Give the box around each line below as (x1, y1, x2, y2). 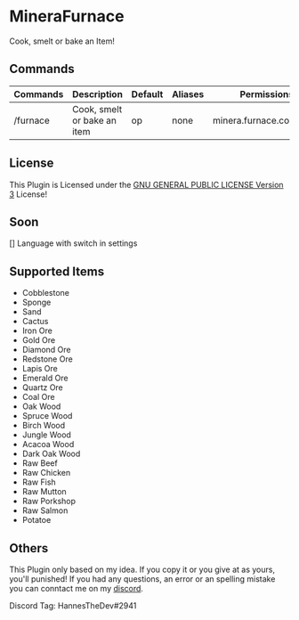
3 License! (9, 189, 47, 200)
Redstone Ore (21, 354, 73, 364)
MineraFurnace (9, 6, 125, 27)
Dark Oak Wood (21, 448, 81, 460)
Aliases (172, 87, 205, 100)
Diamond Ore (21, 345, 71, 355)
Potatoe (21, 515, 52, 526)
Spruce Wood (21, 411, 73, 421)
